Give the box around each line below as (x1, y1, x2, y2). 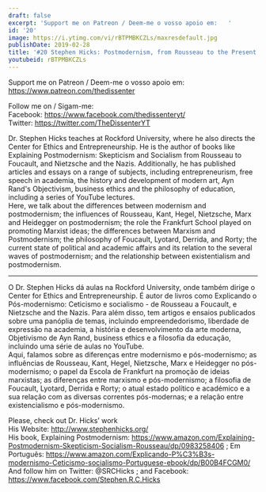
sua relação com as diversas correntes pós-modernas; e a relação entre (8, 391, 244, 401)
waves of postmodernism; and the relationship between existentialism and (8, 251, 251, 261)
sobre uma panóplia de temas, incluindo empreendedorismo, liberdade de (8, 316, 249, 326)
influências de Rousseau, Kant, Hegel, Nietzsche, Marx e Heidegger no (8, 358, 240, 368)
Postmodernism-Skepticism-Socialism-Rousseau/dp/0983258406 (8, 441, 225, 450)
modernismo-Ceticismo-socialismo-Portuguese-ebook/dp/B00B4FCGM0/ (8, 457, 251, 467)
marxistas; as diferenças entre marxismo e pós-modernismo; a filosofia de (8, 375, 252, 384)
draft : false (8, 11, 51, 20)
